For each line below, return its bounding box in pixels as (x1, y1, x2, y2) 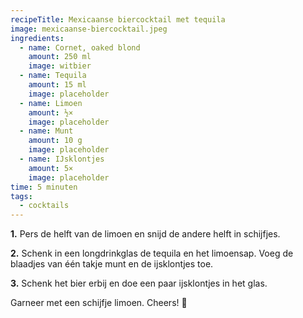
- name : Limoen (19, 98, 83, 108)
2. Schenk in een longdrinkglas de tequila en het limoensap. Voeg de (10, 247, 294, 260)
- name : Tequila (19, 71, 87, 81)
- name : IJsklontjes (19, 154, 105, 164)
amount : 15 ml (28, 80, 87, 90)
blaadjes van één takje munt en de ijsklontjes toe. (10, 258, 214, 270)
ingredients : (10, 33, 65, 43)
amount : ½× (28, 107, 74, 118)
